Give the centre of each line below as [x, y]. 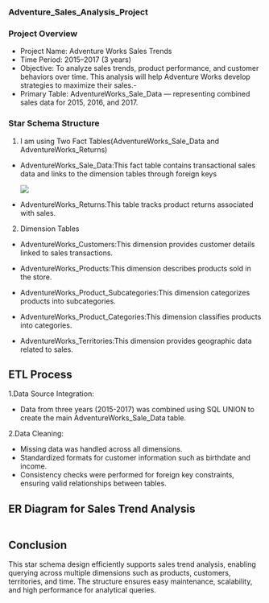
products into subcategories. [68, 301]
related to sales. [47, 349]
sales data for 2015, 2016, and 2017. [79, 102]
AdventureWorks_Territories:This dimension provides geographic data [136, 341]
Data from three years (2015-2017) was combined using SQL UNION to [137, 410]
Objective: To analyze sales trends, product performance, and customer [139, 68]
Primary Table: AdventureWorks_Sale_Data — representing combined [135, 94]
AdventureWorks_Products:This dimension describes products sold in [136, 268]
